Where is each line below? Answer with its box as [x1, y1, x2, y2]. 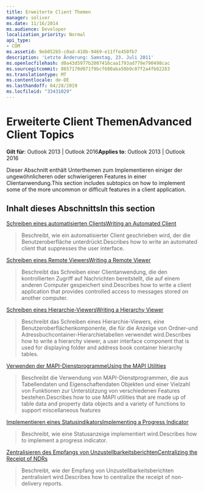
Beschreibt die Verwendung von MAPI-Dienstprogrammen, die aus [21, 374, 189, 381]
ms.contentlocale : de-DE [6, 77, 69, 83]
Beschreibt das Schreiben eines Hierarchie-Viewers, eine [21, 318, 164, 325]
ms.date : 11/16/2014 [6, 20, 59, 26]
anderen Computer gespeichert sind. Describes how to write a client [21, 281, 192, 288]
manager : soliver [6, 15, 51, 21]
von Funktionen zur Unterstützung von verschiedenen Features [21, 387, 180, 394]
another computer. [21, 294, 68, 301]
